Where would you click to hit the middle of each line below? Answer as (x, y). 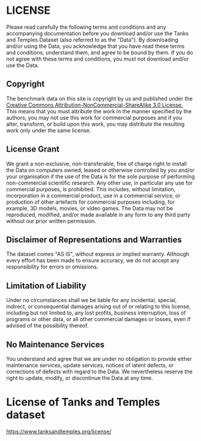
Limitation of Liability (46, 286)
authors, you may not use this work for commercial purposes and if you (94, 117)
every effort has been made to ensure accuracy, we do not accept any (93, 261)
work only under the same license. (49, 130)
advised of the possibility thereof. (47, 326)
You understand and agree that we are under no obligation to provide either (99, 359)
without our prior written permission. (51, 221)
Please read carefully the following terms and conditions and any (86, 27)
